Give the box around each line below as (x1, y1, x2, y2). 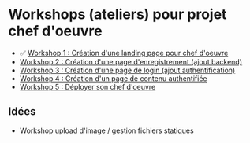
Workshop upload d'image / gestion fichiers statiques (19, 126, 195, 135)
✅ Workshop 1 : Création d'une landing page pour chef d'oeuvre (19, 48, 229, 57)
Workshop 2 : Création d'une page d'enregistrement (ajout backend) (19, 57, 243, 66)
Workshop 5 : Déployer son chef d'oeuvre (19, 82, 156, 91)
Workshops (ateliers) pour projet (8, 5, 227, 24)
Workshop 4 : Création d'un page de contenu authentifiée (19, 73, 207, 83)
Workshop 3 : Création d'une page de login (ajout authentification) (19, 65, 236, 75)
